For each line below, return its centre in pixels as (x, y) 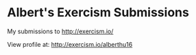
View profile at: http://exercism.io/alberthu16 (70, 44)
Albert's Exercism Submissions (98, 13)
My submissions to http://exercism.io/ (60, 31)
